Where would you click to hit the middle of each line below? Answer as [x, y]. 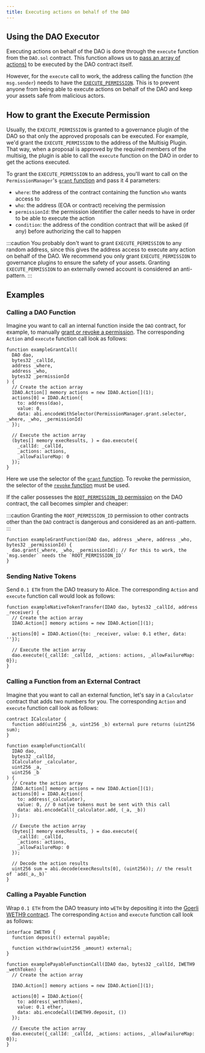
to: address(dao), [41, 403]
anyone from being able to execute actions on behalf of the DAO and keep [99, 89]
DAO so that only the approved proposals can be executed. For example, [98, 136]
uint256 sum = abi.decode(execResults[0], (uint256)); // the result [102, 868]
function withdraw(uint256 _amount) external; [72, 948]
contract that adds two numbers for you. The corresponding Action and [96, 701]
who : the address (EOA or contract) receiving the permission [90, 205]
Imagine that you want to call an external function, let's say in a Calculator [100, 695]
